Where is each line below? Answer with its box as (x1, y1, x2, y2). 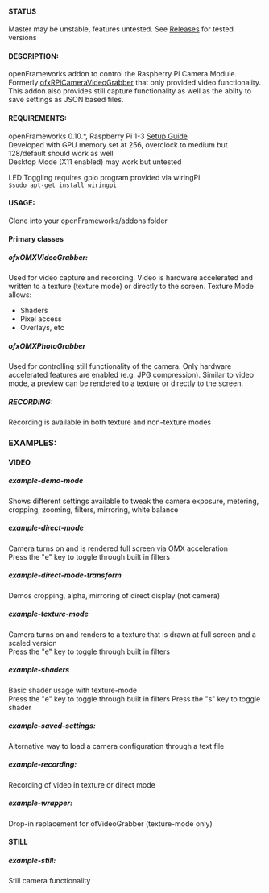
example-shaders (8, 665, 70, 675)
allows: (8, 290, 32, 300)
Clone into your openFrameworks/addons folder (8, 216, 168, 225)
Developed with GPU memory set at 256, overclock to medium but (8, 139, 228, 149)
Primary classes (8, 234, 64, 244)
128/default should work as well (8, 148, 114, 158)
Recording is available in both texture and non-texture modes (8, 417, 212, 427)
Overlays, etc (19, 323, 64, 333)
